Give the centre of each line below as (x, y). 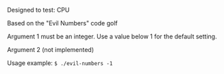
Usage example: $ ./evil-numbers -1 (60, 63)
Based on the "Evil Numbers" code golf (62, 23)
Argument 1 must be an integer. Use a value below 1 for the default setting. (112, 36)
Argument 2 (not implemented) (51, 50)
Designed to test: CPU (38, 10)
